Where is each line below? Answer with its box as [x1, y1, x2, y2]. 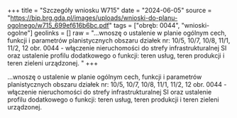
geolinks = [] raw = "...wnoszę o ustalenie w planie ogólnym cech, [34, 28, 227, 37]
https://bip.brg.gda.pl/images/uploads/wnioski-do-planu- [10, 14, 178, 22]
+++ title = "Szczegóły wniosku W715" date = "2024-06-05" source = [7, 6, 212, 14]
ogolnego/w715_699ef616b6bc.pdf [7, 21, 109, 29]
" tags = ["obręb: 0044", [109, 21, 180, 29]
